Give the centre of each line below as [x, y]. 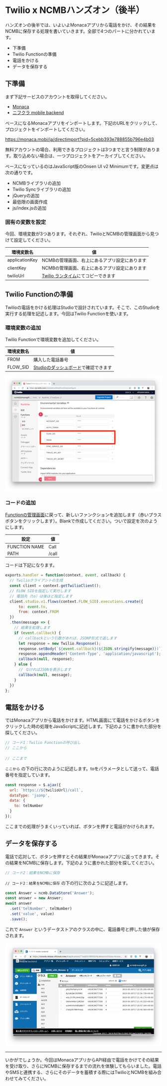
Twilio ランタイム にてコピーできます [79, 276]
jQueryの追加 [26, 195]
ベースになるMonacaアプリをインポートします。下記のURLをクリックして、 [83, 123]
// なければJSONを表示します [44, 670]
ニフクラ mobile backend [38, 112]
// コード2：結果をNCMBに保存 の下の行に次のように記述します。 [68, 883]
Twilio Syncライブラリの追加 [42, 189]
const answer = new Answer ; [34, 898]
